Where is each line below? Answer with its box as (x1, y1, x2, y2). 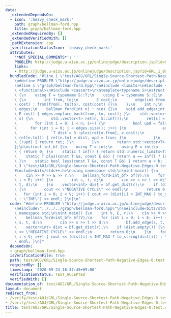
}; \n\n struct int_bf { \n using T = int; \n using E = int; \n (14, 144, 158, 150)
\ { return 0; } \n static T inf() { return (14, 149, 115, 154)
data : (5, 7, 17, 13)
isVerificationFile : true (10, 253, 65, 258)
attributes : (10, 50, 36, 55)
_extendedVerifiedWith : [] (10, 36, 67, 41)
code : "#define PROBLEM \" (10, 201, 67, 206)
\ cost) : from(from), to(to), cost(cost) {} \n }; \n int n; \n (14, 102, 163, 107)
